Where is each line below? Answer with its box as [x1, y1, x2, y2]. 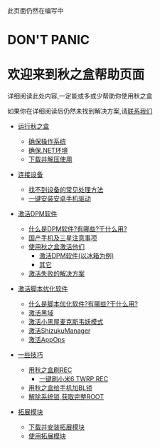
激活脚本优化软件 [17, 284, 68, 293]
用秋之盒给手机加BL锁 [28, 383, 92, 392]
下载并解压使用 [28, 155, 73, 164]
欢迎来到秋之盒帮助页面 [7, 66, 145, 83]
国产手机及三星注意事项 [28, 233, 97, 242]
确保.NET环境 [28, 146, 68, 155]
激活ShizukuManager [28, 326, 91, 335]
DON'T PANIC [7, 32, 90, 48]
